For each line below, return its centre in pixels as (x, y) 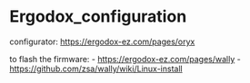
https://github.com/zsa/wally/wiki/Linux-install (96, 69)
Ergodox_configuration (98, 17)
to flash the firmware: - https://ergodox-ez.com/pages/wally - (125, 59)
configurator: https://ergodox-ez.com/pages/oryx (102, 41)
